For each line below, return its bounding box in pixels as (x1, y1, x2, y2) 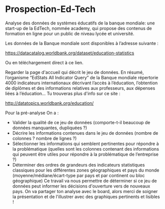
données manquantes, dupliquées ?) (12, 125, 87, 131)
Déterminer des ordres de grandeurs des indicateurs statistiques (12, 162, 145, 168)
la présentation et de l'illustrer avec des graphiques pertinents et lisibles (12, 194, 160, 200)
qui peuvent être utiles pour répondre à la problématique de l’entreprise (12, 151, 159, 157)
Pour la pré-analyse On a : (5, 110, 59, 116)
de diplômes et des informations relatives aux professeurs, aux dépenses (5, 85, 156, 91)
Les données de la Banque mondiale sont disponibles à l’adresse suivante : (5, 40, 159, 46)
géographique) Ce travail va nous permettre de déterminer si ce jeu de (12, 178, 157, 184)
